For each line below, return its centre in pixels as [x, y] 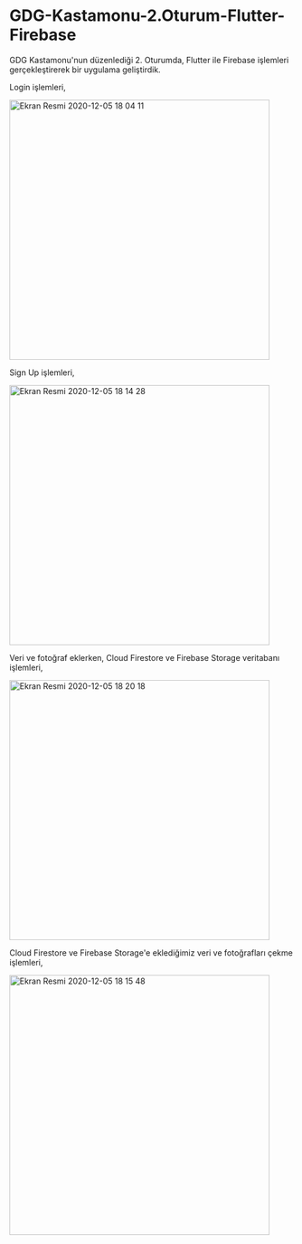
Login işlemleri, [38, 87]
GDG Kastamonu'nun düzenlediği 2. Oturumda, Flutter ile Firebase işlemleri [149, 60]
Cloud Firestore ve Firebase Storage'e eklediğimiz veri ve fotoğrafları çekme [151, 952]
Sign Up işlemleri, [42, 372]
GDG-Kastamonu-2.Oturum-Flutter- [147, 16]
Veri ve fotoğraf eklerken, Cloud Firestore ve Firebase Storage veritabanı [145, 657]
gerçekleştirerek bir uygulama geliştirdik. [85, 70]
